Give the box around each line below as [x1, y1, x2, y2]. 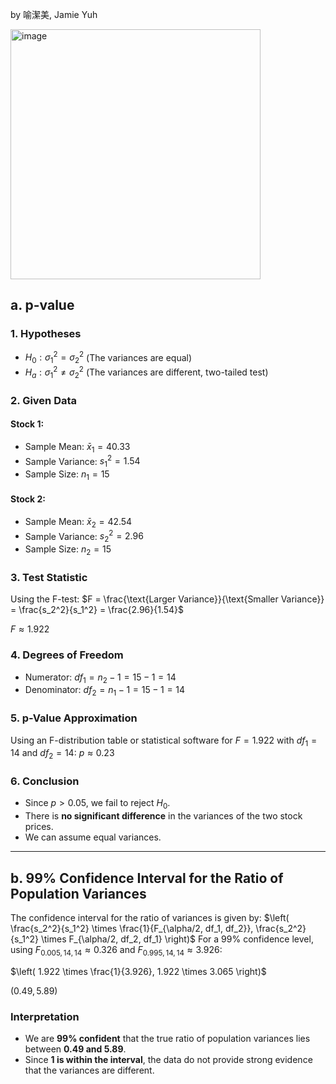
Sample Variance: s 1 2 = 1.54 [24, 453, 141, 469]
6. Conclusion [10, 774, 80, 788]
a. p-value [10, 297, 75, 314]
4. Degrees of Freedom [10, 648, 124, 662]
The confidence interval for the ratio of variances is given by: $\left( [10, 912, 290, 923]
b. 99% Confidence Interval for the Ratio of [10, 869, 284, 887]
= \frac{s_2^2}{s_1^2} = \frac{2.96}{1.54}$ [10, 604, 185, 616]
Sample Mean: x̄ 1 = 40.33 [24, 440, 131, 455]
